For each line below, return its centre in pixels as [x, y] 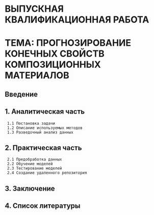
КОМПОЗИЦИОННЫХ [53, 65]
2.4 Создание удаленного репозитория [47, 173]
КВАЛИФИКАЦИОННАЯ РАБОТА [77, 20]
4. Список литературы [43, 206]
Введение [21, 94]
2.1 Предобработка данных [34, 159]
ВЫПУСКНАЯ [34, 9]
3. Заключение [30, 188]
